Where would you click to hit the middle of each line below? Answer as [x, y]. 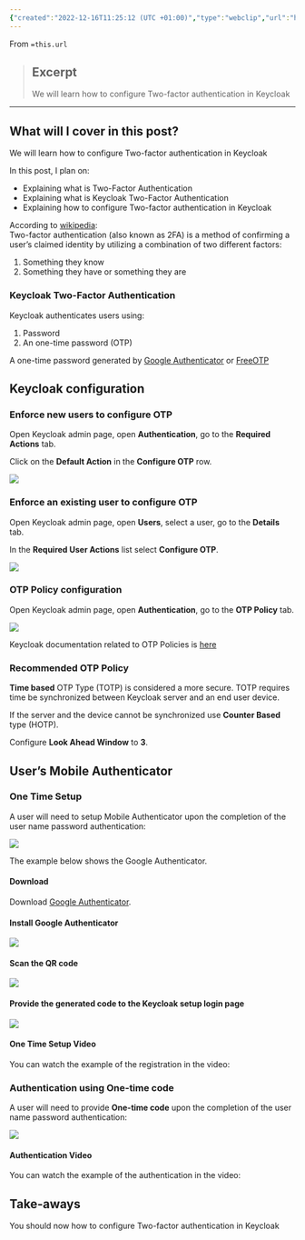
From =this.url [39, 44]
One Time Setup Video [53, 1044]
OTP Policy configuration [66, 590]
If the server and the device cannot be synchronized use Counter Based [145, 715]
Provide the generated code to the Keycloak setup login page [127, 1004]
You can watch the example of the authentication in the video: [125, 1175]
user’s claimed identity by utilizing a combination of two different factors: [146, 245]
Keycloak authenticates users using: [77, 315]
